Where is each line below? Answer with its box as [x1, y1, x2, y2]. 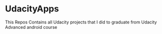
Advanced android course [5, 24, 58, 30]
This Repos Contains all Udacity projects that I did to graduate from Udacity [5, 19, 157, 25]
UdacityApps [5, 3, 60, 14]
